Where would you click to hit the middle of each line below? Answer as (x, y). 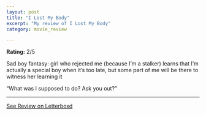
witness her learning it (34, 76)
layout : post (23, 12)
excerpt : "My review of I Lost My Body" (59, 23)
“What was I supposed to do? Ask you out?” (62, 89)
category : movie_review (37, 29)
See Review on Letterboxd (40, 106)
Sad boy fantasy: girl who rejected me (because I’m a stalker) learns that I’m (102, 64)
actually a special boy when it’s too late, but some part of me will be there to (102, 70)
